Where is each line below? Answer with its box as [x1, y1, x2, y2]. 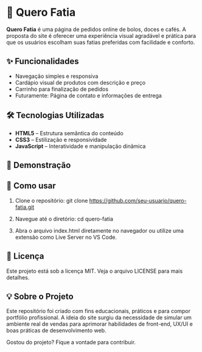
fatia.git [15, 203, 35, 211]
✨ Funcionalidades [6, 56, 79, 66]
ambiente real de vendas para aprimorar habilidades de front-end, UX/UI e [6, 320, 193, 328]
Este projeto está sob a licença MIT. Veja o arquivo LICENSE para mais [6, 267, 183, 275]
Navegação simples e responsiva [15, 72, 99, 80]
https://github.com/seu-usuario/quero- [89, 197, 187, 204]
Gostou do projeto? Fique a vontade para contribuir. [6, 339, 136, 346]
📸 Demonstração [6, 160, 71, 170]
